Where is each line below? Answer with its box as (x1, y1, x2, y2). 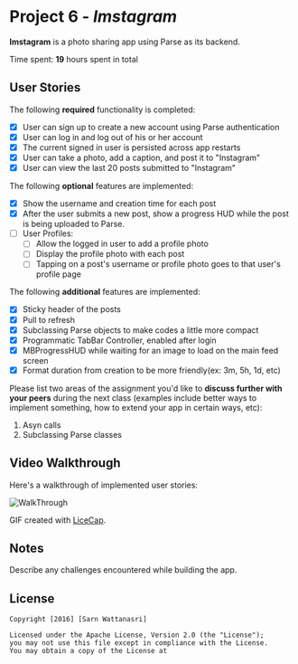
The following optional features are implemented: (9, 181, 194, 192)
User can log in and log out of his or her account (22, 131, 203, 142)
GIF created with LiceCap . (9, 514, 107, 526)
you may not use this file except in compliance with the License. (9, 639, 269, 648)
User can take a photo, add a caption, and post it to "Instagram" (22, 152, 261, 163)
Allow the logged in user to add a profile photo (35, 238, 210, 250)
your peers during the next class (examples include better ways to (9, 392, 257, 403)
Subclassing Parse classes (22, 429, 122, 440)
